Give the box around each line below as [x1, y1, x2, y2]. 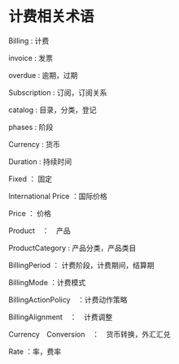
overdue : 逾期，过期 [8, 70, 78, 80]
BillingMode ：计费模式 [8, 277, 86, 287]
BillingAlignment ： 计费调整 [8, 312, 113, 322]
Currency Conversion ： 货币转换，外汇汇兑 [8, 329, 171, 339]
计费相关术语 [8, 7, 95, 26]
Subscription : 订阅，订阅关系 [8, 87, 107, 97]
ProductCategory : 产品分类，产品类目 [8, 243, 137, 253]
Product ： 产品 [8, 225, 71, 236]
